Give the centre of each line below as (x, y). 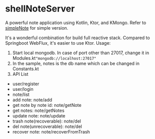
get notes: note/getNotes (38, 110)
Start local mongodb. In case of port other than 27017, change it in (81, 53)
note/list (21, 94)
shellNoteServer (40, 9)
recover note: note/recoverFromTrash (51, 131)
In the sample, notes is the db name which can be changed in (76, 63)
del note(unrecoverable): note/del (47, 126)
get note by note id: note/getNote (47, 105)
